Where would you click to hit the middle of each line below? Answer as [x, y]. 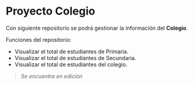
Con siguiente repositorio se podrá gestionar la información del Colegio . [97, 28]
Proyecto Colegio [50, 11]
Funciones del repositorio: [39, 39]
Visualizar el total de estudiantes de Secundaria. [75, 58]
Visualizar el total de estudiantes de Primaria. [72, 51]
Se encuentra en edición [52, 76]
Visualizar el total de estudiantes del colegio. [71, 64]
